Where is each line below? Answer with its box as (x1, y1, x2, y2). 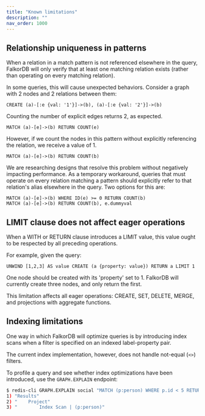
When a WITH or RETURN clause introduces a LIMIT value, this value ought (6, 233, 196, 241)
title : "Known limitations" (6, 9, 78, 15)
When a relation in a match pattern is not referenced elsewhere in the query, (6, 59, 198, 66)
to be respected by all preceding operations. (6, 240, 118, 247)
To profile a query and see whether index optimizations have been (6, 369, 173, 376)
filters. (6, 357, 23, 364)
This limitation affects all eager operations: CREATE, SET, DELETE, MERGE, (6, 292, 195, 299)
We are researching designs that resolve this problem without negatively (6, 164, 189, 171)
